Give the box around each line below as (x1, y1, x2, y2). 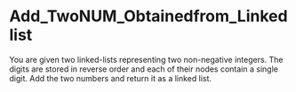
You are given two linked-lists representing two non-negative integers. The (9, 54, 284, 65)
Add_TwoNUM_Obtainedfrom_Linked (9, 6, 288, 27)
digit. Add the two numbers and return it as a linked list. (9, 73, 212, 83)
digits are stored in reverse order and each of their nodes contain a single (9, 64, 278, 74)
